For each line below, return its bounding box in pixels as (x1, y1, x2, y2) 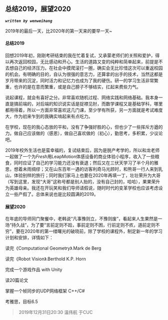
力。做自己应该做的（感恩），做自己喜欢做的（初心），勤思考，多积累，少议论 (5, 130, 163, 137)
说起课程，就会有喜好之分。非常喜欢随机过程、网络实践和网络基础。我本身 (5, 94, 158, 100)
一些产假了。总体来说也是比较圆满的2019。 (9, 191, 98, 197)
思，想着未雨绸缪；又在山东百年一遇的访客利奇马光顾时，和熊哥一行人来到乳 (5, 166, 163, 172)
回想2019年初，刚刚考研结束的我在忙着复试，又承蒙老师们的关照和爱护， (5, 52, 155, 59)
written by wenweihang (5, 18, 52, 24)
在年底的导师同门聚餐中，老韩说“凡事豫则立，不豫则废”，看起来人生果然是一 (5, 216, 162, 222)
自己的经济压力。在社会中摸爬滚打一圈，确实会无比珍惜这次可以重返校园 (13, 65, 163, 71)
